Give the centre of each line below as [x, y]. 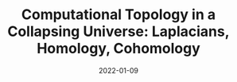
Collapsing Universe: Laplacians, [118, 31]
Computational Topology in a [118, 15]
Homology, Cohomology [118, 49]
